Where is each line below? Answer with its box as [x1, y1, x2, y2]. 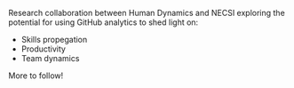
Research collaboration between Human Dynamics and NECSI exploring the [8, 8, 285, 18]
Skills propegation [20, 35, 88, 44]
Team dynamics [20, 53, 80, 63]
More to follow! [8, 70, 64, 81]
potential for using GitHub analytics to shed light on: [8, 17, 199, 28]
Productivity [20, 44, 66, 54]
